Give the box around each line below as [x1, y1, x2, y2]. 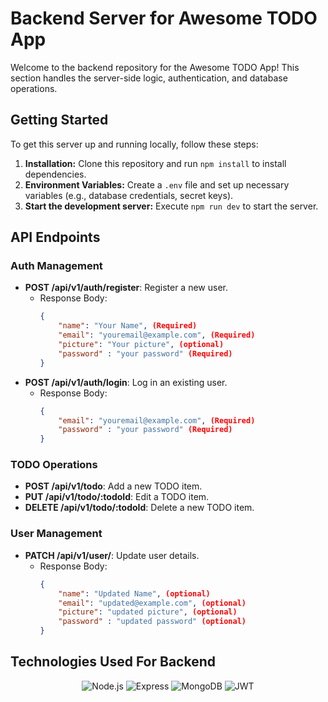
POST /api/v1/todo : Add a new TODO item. [24, 480, 203, 492]
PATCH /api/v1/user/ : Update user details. [24, 549, 200, 561]
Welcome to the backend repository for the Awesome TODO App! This [10, 61, 300, 73]
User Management [10, 527, 103, 541]
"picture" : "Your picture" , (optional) [58, 340, 225, 350]
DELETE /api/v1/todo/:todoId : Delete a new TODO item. [24, 502, 255, 514]
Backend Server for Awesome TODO [10, 7, 318, 30]
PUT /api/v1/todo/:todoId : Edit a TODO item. [24, 491, 210, 503]
